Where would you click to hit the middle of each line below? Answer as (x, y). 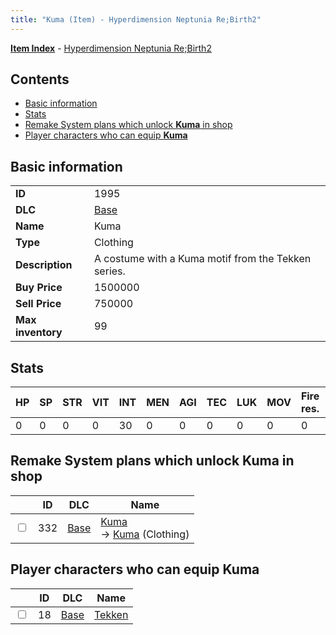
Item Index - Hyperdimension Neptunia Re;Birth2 (111, 48)
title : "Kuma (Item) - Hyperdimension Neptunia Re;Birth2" (136, 19)
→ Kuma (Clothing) (145, 534)
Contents (40, 79)
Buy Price (39, 288)
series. (109, 271)
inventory (39, 333)
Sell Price (38, 304)
